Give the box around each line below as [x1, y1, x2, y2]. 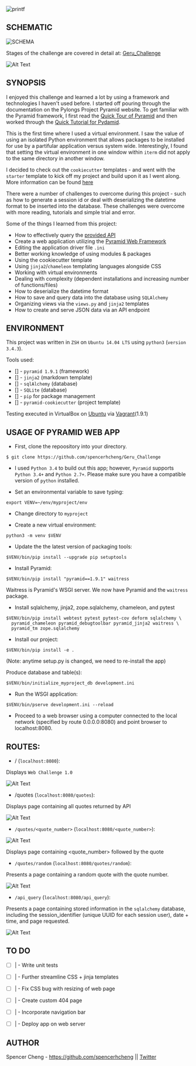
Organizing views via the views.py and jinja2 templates [14, 300, 150, 307]
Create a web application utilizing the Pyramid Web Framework [14, 238, 167, 245]
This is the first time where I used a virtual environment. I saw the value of [6, 130, 184, 137]
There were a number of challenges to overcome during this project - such [6, 190, 186, 197]
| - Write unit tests [14, 962, 59, 969]
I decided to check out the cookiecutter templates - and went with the [6, 166, 176, 173]
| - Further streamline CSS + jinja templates [14, 973, 119, 980]
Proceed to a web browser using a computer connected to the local [14, 712, 177, 719]
